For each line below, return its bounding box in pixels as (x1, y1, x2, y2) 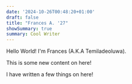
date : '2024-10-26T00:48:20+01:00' (6, 8, 95, 15)
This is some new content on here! (6, 59, 92, 67)
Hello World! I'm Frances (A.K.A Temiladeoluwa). (6, 47, 127, 55)
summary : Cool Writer (6, 31, 61, 37)
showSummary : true (6, 25, 52, 32)
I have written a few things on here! (6, 71, 94, 78)
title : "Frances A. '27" (6, 20, 68, 26)
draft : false (6, 14, 39, 20)
